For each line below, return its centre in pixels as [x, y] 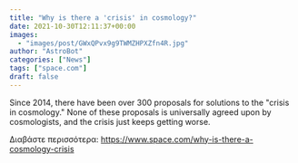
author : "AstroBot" [46, 52]
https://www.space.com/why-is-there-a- [177, 139]
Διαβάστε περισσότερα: [54, 139]
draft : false [34, 77]
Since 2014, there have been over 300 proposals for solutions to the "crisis [149, 102]
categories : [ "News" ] [50, 60]
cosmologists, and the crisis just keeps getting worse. [110, 121]
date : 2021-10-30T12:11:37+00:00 [73, 26]
